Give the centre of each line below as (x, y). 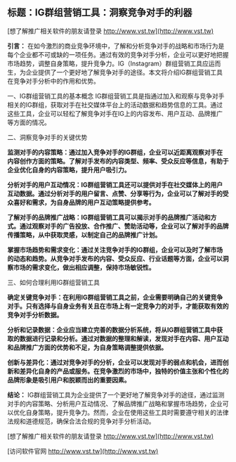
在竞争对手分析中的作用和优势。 (53, 81)
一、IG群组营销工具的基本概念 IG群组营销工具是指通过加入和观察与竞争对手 (116, 96)
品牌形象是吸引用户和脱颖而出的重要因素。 (69, 380)
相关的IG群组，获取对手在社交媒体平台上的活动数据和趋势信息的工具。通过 (115, 105)
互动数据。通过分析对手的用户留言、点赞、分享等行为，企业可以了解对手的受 (118, 193)
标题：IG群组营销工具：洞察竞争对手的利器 (100, 13)
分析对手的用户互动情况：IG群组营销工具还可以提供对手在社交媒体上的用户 (115, 184)
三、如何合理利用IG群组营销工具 (54, 282)
